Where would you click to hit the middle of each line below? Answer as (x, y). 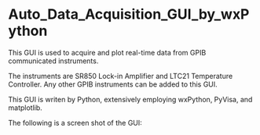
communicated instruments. (53, 61)
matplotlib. (26, 108)
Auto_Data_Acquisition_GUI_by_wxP (129, 14)
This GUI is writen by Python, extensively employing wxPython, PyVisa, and (130, 99)
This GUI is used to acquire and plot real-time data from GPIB (107, 52)
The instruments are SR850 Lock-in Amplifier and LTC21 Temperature (121, 76)
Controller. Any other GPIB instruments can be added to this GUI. (113, 84)
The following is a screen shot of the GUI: (75, 123)
